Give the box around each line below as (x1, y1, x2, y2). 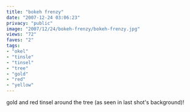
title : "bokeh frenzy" (6, 8, 64, 15)
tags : (6, 43, 20, 49)
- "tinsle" (6, 54, 34, 60)
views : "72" (6, 31, 37, 38)
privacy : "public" (6, 20, 53, 26)
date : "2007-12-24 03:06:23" (6, 15, 80, 21)
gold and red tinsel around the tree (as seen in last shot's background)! (6, 99, 185, 106)
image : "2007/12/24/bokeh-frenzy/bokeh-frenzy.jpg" (6, 25, 140, 32)
